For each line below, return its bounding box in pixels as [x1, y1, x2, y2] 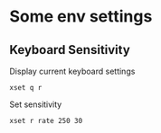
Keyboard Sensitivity [9, 42, 131, 58]
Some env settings [9, 6, 153, 27]
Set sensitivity [9, 99, 62, 110]
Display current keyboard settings [9, 66, 136, 76]
